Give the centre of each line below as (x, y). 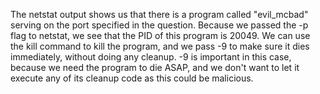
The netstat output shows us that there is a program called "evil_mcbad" (159, 14)
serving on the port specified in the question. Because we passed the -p (159, 25)
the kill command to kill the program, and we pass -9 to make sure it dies (160, 46)
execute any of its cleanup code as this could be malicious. (132, 78)
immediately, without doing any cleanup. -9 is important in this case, (151, 57)
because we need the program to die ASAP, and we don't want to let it (155, 67)
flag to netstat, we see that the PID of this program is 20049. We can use (160, 35)
